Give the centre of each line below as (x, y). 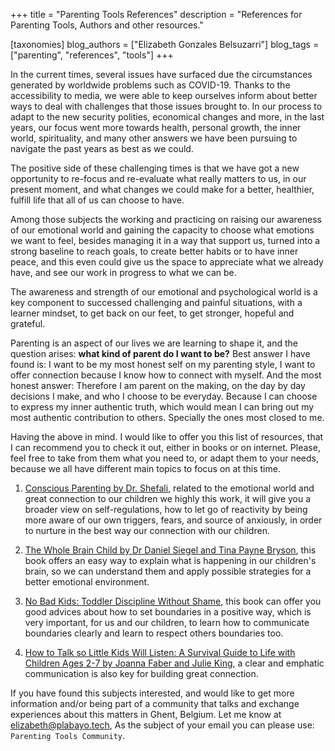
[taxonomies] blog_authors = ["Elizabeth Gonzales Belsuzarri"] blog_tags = (165, 44)
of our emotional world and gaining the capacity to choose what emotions (162, 230)
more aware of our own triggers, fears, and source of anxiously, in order (173, 520)
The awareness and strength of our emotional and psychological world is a (164, 292)
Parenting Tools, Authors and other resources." (107, 25)
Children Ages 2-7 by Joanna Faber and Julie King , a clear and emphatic (174, 663)
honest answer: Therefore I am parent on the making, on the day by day (158, 385)
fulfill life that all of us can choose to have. (97, 200)
